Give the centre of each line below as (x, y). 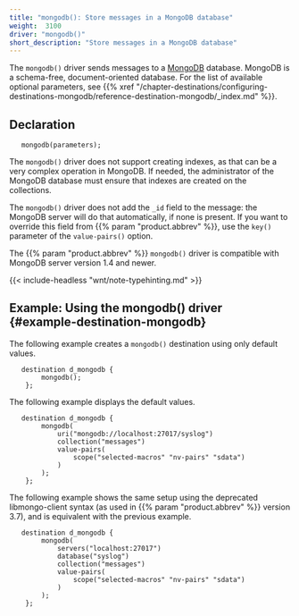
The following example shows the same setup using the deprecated (134, 497)
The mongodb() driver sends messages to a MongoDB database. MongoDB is (149, 68)
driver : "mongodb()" (48, 34)
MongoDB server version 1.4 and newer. (83, 263)
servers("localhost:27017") (109, 548)
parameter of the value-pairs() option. (81, 236)
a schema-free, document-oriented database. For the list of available (136, 78)
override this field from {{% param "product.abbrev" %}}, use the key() (141, 227)
